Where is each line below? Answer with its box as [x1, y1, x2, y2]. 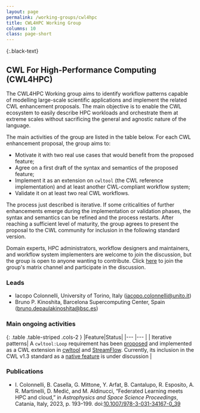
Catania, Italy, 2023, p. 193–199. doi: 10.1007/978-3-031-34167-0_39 [14, 400, 181, 407]
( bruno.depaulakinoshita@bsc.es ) [14, 305, 99, 312]
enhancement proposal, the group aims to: [6, 139, 111, 147]
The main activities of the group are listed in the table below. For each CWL [6, 133, 191, 141]
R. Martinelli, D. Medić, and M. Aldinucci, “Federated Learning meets [14, 387, 183, 394]
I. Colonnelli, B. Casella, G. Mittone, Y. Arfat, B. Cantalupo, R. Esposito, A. [14, 381, 195, 388]
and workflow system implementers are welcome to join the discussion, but [6, 251, 192, 258]
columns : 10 [6, 25, 36, 32]
